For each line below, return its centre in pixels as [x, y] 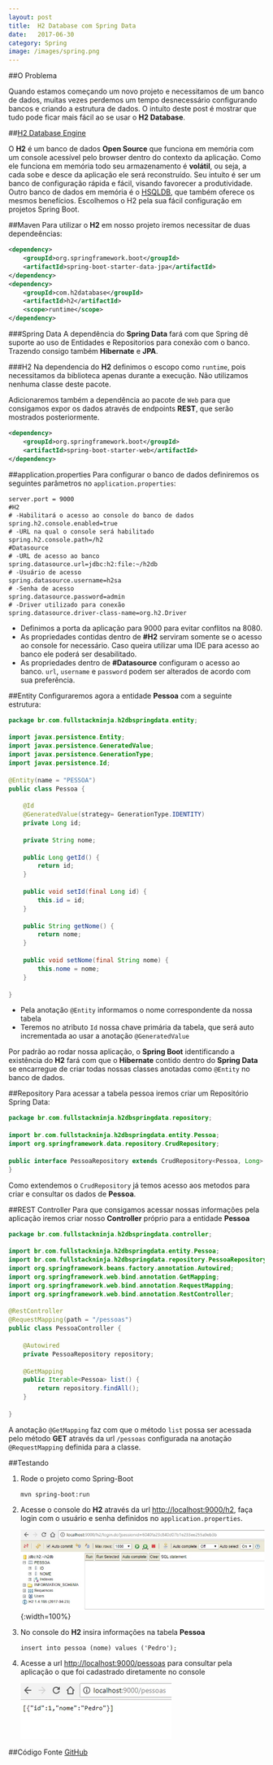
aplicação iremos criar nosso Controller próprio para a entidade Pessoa [129, 1218]
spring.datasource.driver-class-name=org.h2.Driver [97, 613]
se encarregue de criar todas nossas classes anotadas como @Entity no [129, 1069]
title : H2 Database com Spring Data [72, 26]
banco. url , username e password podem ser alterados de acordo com [135, 671]
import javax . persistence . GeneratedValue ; [81, 746]
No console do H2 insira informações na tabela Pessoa [113, 1632]
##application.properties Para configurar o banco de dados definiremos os [134, 474]
